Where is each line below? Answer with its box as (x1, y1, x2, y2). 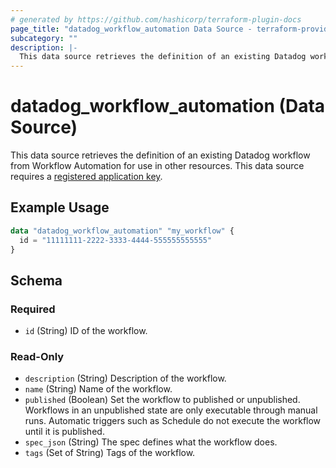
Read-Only (10, 350, 65, 364)
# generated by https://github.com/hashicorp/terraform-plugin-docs (10, 14, 302, 25)
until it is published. (24, 426, 105, 438)
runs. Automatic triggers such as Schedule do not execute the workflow (24, 415, 322, 427)
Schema (10, 272, 63, 289)
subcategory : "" (10, 33, 78, 43)
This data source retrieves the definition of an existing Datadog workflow (10, 149, 311, 161)
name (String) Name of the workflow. (24, 383, 173, 395)
